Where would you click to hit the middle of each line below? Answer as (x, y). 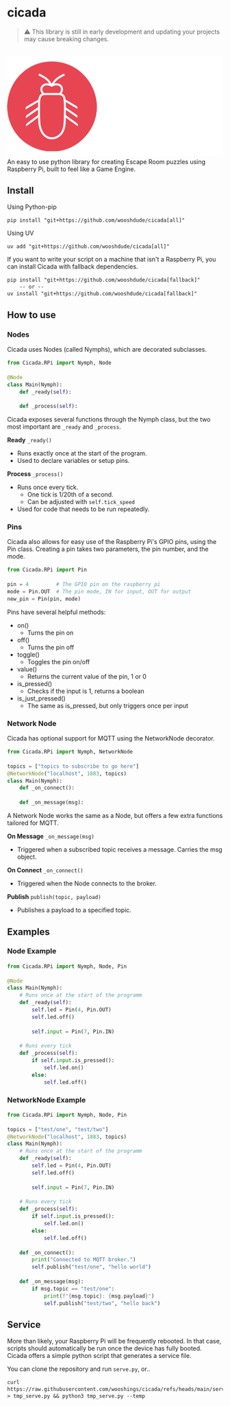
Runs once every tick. (48, 487)
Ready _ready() (30, 440)
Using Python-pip (32, 207)
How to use (31, 315)
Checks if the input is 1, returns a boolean (86, 691)
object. (27, 857)
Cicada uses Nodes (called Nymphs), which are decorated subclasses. (107, 350)
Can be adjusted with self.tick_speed (81, 502)
